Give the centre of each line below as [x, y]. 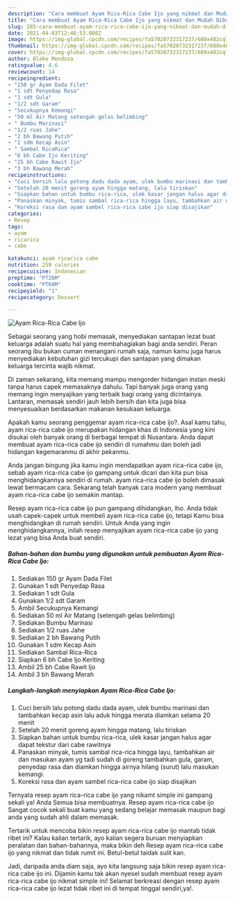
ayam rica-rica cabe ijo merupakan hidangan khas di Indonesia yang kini [111, 430]
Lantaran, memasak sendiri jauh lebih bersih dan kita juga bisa [97, 402]
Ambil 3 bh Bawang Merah [56, 675]
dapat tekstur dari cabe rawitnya [65, 745]
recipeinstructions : [38, 175]
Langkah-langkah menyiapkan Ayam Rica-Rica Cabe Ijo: [92, 690]
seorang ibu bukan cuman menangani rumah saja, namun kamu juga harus [115, 351]
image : [17, 40]
